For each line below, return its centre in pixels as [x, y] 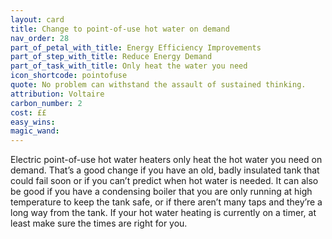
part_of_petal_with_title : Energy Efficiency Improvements [136, 47]
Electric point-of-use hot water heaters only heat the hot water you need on [166, 160]
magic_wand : [35, 131]
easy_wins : [33, 122]
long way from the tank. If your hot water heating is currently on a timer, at [163, 213]
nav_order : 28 [40, 38]
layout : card [37, 19]
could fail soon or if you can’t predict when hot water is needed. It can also [164, 181]
